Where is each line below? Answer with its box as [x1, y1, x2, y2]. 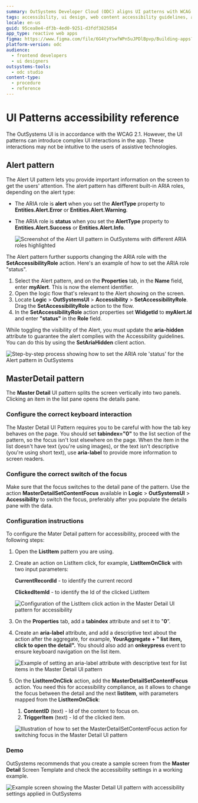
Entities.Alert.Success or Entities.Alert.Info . [14, 224, 126, 231]
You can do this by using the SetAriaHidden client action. [6, 339, 146, 346]
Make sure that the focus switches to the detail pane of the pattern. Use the [6, 483, 190, 490]
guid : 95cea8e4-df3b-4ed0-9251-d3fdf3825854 [6, 25, 117, 31]
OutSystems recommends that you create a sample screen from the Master [6, 760, 190, 767]
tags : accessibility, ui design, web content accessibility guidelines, [6, 14, 189, 20]
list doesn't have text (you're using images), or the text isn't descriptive [6, 443, 179, 450]
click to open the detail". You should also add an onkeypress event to [14, 642, 186, 649]
